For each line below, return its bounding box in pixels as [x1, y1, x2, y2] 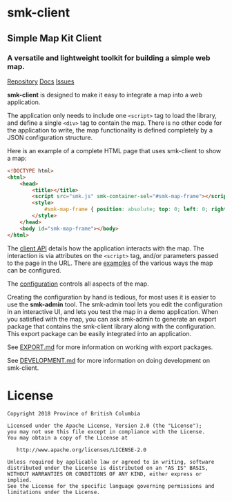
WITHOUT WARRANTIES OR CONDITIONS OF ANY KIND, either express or [7, 471, 202, 478]
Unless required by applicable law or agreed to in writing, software [7, 459, 215, 466]
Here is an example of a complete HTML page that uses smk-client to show [7, 146, 222, 155]
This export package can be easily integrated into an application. [7, 329, 192, 337]
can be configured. [7, 266, 61, 274]
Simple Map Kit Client [7, 32, 102, 44]
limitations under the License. [7, 489, 100, 496]
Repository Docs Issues [7, 77, 75, 86]
